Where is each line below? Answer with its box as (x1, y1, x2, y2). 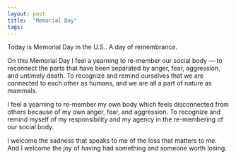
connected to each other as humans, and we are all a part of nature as (7, 79, 212, 88)
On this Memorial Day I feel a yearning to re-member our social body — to (7, 57, 223, 65)
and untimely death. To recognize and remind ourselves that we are (7, 71, 204, 80)
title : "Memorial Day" (7, 17, 78, 24)
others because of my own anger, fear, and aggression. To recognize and (7, 107, 221, 117)
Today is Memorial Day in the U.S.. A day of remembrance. (7, 43, 178, 52)
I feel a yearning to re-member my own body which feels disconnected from (7, 100, 230, 109)
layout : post (7, 10, 46, 18)
